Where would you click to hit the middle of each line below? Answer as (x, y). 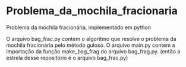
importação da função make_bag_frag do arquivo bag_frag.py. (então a (93, 51)
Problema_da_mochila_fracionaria (92, 11)
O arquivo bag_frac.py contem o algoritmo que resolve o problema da (91, 39)
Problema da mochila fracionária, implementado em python (79, 27)
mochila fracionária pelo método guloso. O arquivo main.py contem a (91, 45)
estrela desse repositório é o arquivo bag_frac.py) (67, 58)
